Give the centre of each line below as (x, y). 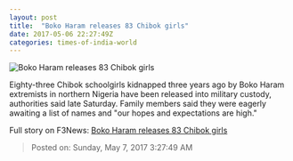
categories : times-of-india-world (73, 42)
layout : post (33, 17)
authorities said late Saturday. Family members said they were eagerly (138, 104)
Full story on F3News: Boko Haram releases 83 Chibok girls (118, 131)
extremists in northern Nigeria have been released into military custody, (140, 94)
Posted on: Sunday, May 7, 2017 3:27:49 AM (112, 148)
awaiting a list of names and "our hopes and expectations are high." (134, 113)
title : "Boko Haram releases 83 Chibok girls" (99, 26)
